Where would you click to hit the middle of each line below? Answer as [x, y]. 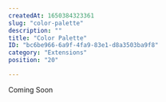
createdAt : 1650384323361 [51, 16]
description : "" [35, 30]
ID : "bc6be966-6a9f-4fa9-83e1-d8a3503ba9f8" [83, 45]
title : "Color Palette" [48, 38]
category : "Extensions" [48, 53]
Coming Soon [31, 89]
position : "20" [34, 61]
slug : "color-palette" [46, 23]
